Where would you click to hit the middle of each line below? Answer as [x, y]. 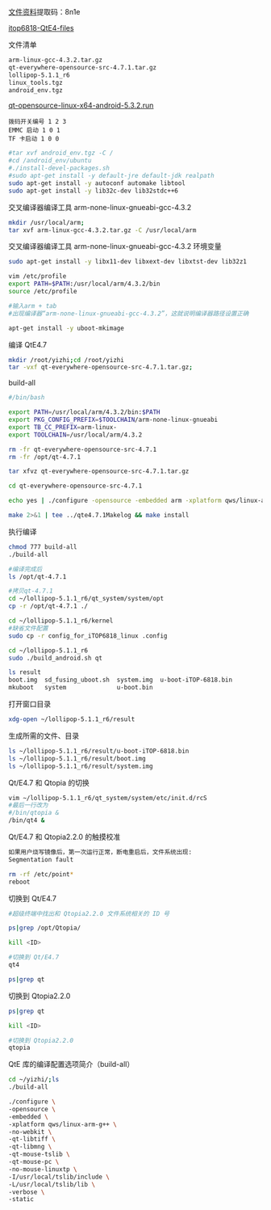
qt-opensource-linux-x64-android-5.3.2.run [81, 105]
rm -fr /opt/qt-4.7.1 [45, 457]
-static [21, 1199]
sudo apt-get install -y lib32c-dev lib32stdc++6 [94, 191]
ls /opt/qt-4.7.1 [38, 576]
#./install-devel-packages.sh [59, 168]
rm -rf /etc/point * [41, 874]
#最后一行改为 [28, 805]
